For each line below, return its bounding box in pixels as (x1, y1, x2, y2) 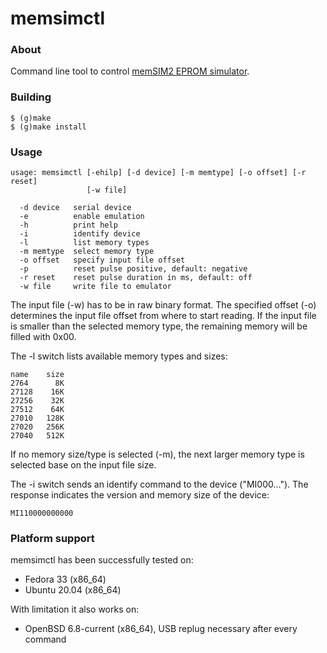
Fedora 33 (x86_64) (24, 573, 107, 586)
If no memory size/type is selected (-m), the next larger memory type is (10, 448, 305, 461)
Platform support (10, 532, 95, 545)
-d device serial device (19, 203, 132, 213)
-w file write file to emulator (19, 282, 172, 292)
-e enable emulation (19, 212, 145, 222)
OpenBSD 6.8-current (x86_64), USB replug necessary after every (24, 623, 298, 635)
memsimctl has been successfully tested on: (10, 554, 194, 566)
